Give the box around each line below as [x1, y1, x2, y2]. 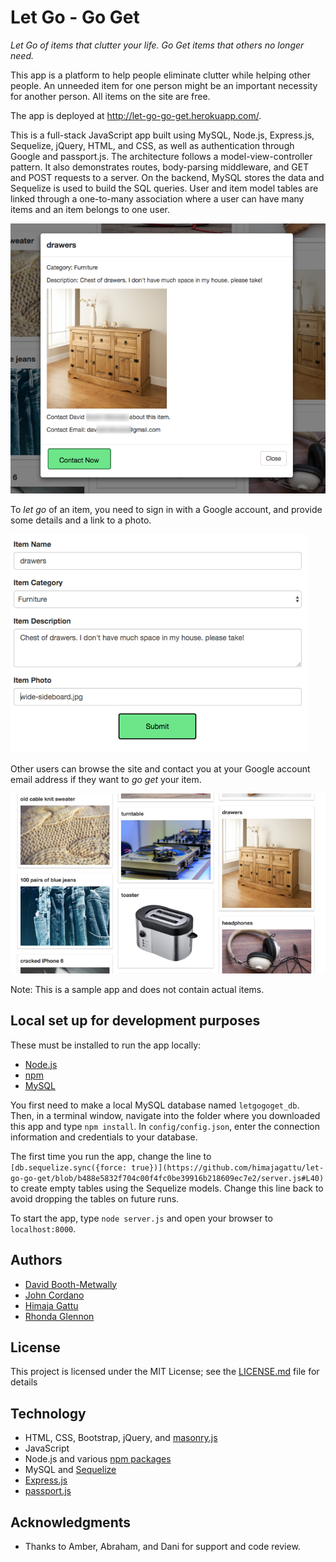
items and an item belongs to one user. [10, 203, 171, 215]
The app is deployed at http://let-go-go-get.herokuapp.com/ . [10, 109, 262, 121]
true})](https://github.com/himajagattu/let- [131, 1162, 325, 1173]
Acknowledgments [10, 1514, 132, 1531]
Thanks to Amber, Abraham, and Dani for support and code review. [24, 1541, 301, 1552]
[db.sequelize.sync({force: [10, 1162, 128, 1173]
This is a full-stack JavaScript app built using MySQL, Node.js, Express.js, [10, 129, 315, 141]
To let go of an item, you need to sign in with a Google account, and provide [10, 503, 323, 515]
